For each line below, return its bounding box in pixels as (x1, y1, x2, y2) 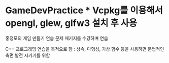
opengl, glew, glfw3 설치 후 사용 (5, 17, 138, 29)
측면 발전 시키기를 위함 (5, 52, 50, 58)
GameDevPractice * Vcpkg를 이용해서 (5, 5, 163, 16)
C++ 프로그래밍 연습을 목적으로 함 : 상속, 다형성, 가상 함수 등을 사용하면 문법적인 (5, 46, 164, 52)
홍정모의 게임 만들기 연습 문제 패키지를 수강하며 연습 (5, 35, 108, 41)
